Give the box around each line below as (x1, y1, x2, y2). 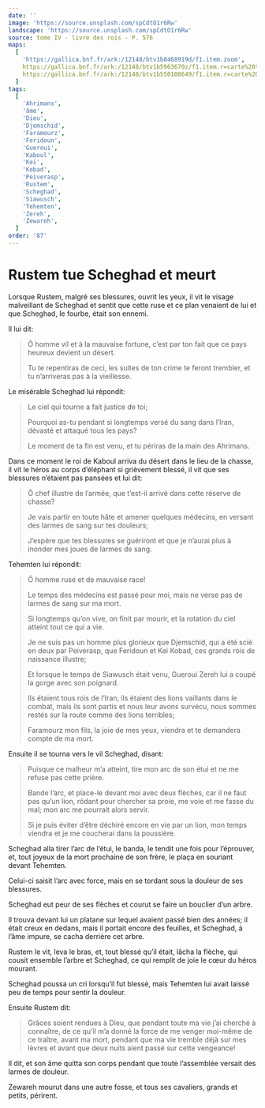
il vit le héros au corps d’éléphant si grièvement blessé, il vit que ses (8, 464, 230, 474)
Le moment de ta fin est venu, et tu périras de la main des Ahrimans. (27, 441, 250, 450)
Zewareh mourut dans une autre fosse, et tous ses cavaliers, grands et (8, 1082, 238, 1091)
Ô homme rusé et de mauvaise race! (27, 574, 146, 584)
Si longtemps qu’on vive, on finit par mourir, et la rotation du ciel (27, 614, 236, 623)
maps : (8, 41, 26, 49)
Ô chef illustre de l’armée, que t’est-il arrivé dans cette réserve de (27, 488, 241, 498)
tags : (8, 85, 26, 93)
